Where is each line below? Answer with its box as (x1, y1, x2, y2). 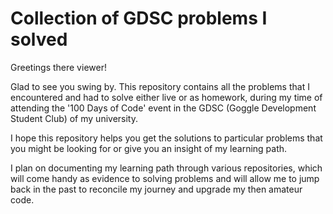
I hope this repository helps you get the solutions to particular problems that (10, 132, 323, 144)
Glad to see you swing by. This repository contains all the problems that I (10, 80, 310, 92)
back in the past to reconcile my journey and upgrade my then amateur (10, 183, 303, 195)
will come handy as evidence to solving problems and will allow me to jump (10, 172, 320, 184)
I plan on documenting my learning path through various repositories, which (10, 162, 323, 174)
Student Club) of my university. (10, 112, 138, 124)
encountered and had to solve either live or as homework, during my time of (10, 91, 323, 103)
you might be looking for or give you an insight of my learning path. (10, 142, 288, 154)
